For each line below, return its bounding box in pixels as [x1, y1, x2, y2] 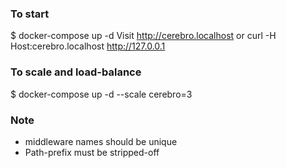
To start [10, 7, 50, 21]
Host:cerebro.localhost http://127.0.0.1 [10, 40, 166, 52]
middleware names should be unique [24, 135, 178, 147]
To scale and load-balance [10, 65, 142, 79]
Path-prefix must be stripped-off [24, 146, 160, 158]
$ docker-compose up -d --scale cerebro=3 [10, 88, 193, 100]
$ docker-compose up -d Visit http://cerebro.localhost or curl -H [10, 30, 277, 42]
